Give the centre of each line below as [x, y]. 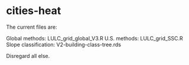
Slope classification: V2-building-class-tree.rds [64, 45]
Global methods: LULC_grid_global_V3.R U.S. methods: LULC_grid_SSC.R [94, 38]
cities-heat [34, 11]
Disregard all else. [28, 56]
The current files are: [32, 27]
